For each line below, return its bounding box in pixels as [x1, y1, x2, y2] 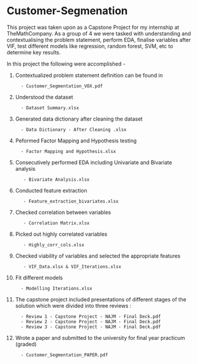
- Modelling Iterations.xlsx [21, 285, 93, 291]
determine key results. [6, 48, 61, 56]
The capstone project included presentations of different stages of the [15, 295, 186, 303]
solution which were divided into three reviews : [15, 302, 132, 309]
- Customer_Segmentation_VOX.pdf [21, 83, 103, 89]
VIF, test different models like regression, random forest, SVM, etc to [6, 43, 173, 50]
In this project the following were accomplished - [6, 60, 126, 67]
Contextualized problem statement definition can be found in [15, 71, 163, 79]
